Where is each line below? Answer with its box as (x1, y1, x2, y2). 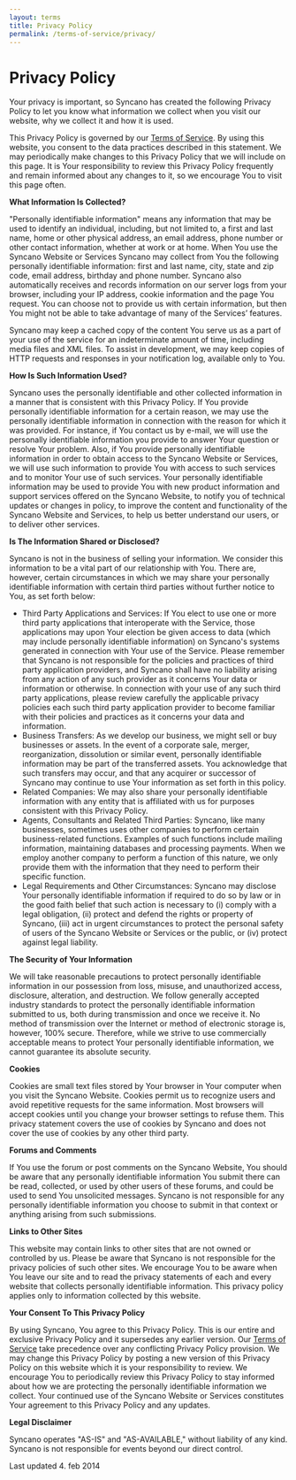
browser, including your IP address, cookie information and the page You (9, 289, 275, 300)
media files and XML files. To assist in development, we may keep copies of (9, 344, 285, 355)
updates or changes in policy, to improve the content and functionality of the (9, 501, 288, 511)
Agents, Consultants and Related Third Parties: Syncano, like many (21, 815, 266, 825)
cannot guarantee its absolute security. (9, 1047, 152, 1057)
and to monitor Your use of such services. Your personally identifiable (9, 472, 263, 483)
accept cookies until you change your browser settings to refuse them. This (9, 1109, 285, 1120)
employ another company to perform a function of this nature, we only (21, 853, 278, 863)
